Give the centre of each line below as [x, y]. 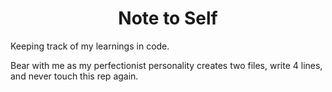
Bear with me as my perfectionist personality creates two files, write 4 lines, [166, 65]
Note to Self [168, 18]
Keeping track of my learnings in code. [90, 46]
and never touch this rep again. [74, 76]
